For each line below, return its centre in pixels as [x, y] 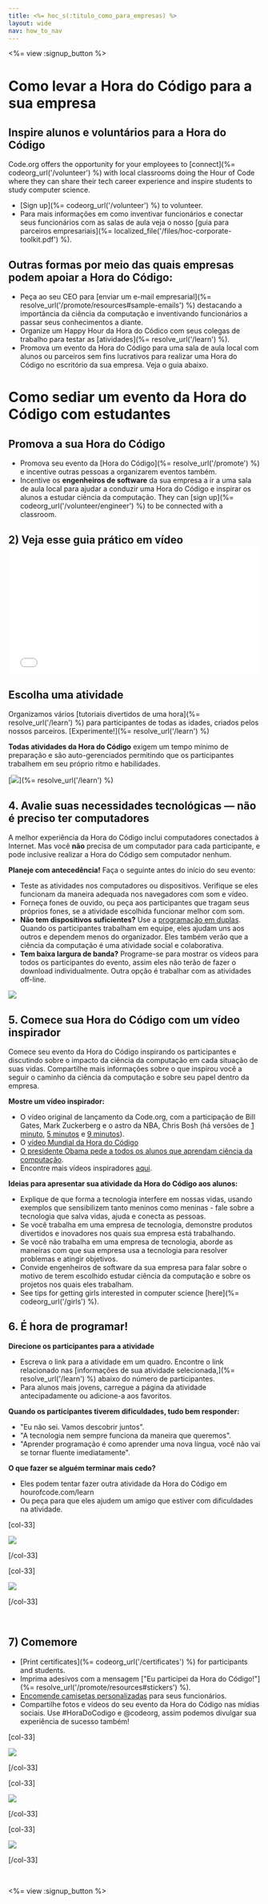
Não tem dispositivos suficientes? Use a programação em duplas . [130, 920]
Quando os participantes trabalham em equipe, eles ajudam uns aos [132, 929]
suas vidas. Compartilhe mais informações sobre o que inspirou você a [125, 1069]
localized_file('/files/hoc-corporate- [173, 231]
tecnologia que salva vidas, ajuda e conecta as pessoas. [113, 1216]
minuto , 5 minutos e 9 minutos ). [72, 1134]
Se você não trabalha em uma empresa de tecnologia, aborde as [126, 1242]
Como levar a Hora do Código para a [130, 86]
